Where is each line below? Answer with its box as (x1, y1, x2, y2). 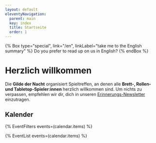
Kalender (5, 111, 33, 119)
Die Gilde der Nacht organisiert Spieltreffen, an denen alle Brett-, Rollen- (5, 81, 151, 87)
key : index (9, 20, 31, 26)
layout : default (5, 7, 38, 12)
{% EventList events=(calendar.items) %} (5, 133, 87, 139)
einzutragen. (5, 96, 31, 102)
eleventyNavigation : (5, 12, 47, 16)
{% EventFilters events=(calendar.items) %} (5, 123, 93, 129)
